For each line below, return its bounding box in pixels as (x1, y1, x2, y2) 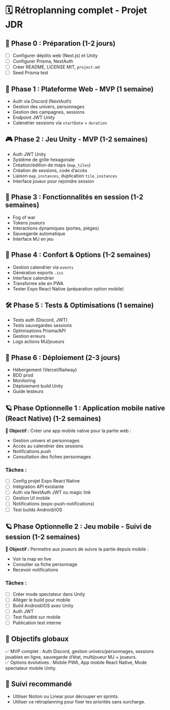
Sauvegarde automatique (12, 230, 65, 237)
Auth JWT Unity (12, 151, 47, 157)
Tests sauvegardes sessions (12, 322, 72, 329)
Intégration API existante (12, 483, 64, 490)
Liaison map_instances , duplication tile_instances (12, 173, 118, 179)
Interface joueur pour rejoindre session (12, 178, 94, 184)
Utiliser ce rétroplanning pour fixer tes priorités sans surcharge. (12, 698, 146, 704)
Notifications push (12, 448, 51, 454)
